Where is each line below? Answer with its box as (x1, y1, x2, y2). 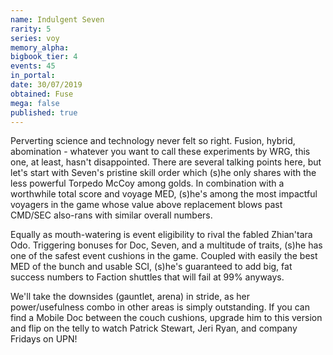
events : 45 (10, 61, 56, 71)
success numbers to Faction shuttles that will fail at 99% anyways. (10, 271, 285, 283)
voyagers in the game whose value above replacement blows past (10, 199, 283, 211)
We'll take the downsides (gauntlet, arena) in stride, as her (10, 291, 251, 303)
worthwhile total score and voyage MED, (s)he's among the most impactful (10, 188, 318, 200)
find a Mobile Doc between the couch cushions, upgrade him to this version (10, 312, 323, 324)
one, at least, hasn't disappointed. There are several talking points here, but (10, 156, 322, 168)
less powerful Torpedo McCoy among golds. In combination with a (10, 177, 285, 190)
